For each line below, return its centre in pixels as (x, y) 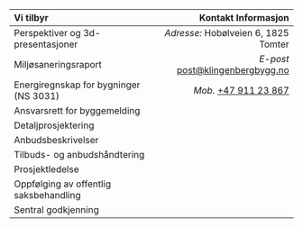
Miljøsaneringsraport (58, 64)
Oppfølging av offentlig (62, 184)
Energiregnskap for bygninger (77, 85)
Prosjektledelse (46, 169)
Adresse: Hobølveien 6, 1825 (227, 33)
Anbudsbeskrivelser (56, 140)
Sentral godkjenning (56, 210)
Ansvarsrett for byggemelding (77, 110)
